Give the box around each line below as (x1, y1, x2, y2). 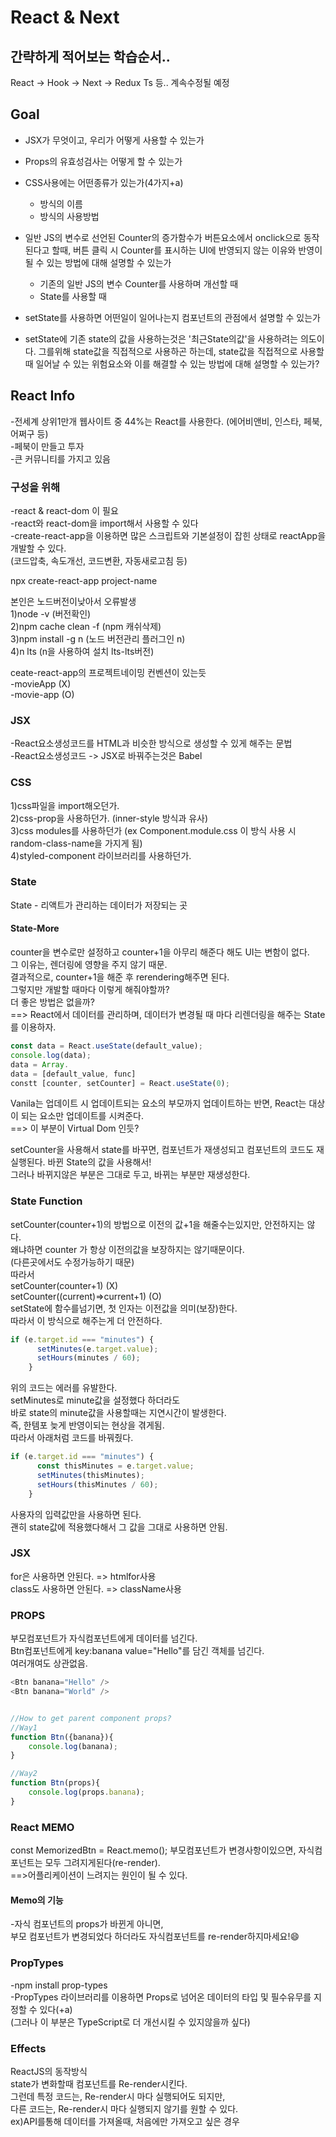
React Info (10, 387, 76, 405)
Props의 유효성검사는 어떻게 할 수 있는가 (24, 155, 183, 167)
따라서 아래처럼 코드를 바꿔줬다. (10, 1432, 134, 1444)
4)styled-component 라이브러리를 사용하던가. (10, 849, 192, 861)
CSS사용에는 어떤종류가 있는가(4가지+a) (24, 176, 184, 188)
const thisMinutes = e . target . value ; (36, 1461, 195, 1471)
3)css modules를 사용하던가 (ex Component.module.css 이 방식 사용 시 (10, 824, 297, 836)
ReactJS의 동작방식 (10, 2065, 88, 2077)
